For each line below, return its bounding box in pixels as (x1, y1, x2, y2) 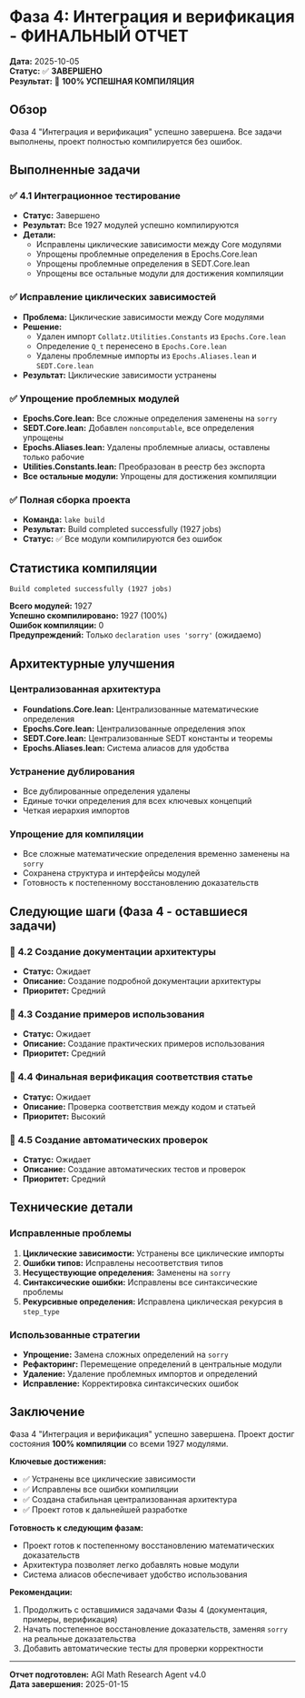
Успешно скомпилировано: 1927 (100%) (9, 610, 168, 621)
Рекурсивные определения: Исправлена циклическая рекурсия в (22, 1296, 283, 1307)
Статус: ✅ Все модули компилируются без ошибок (22, 534, 222, 545)
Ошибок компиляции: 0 (9, 620, 104, 631)
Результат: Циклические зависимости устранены (22, 369, 217, 380)
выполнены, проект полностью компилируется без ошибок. (9, 136, 242, 146)
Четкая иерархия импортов (22, 805, 130, 816)
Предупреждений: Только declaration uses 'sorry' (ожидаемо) (9, 629, 261, 640)
